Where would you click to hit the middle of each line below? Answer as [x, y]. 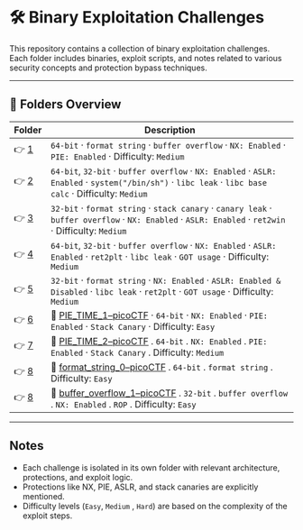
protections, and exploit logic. [78, 477]
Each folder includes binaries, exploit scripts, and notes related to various [146, 58]
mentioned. [43, 496]
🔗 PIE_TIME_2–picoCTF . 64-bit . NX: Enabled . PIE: [159, 341]
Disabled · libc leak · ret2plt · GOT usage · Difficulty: [162, 291]
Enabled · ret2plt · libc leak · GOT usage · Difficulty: [160, 256]
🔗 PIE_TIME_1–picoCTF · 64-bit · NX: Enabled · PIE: [160, 315]
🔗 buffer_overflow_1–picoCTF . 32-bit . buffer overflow [170, 393]
